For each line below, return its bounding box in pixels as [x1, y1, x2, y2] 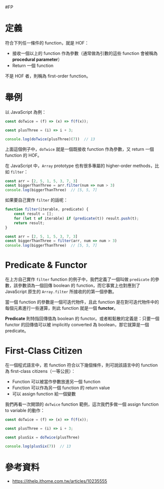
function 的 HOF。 [5, 152, 42, 158]
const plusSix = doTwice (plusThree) [5, 435, 80, 440]
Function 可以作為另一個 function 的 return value [12, 385, 110, 391]
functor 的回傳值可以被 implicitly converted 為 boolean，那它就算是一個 [5, 322, 149, 328]
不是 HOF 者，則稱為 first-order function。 [5, 73, 91, 79]
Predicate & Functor [5, 260, 87, 271]
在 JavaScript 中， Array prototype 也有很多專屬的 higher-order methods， [5, 163, 155, 169]
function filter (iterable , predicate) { [5, 207, 89, 212]
